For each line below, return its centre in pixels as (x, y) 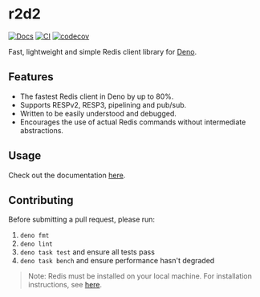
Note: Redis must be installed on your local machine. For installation (140, 276)
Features (31, 77)
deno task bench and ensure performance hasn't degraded (117, 261)
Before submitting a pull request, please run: (81, 220)
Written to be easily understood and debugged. (98, 113)
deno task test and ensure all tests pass (87, 252)
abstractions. (42, 130)
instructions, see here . (65, 285)
